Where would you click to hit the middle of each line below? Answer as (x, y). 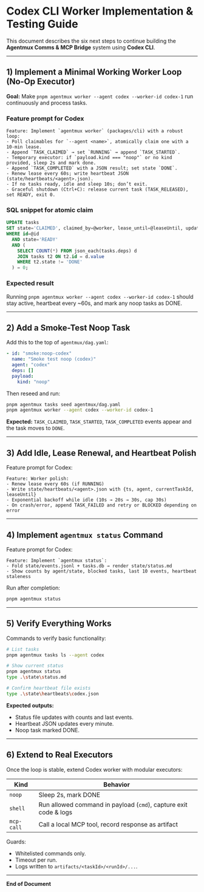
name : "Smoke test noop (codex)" (54, 359)
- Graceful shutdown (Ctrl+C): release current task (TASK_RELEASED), (97, 189)
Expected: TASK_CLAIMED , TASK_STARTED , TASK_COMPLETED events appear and (99, 422)
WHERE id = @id (23, 234)
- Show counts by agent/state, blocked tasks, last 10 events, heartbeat (102, 571)
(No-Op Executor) (41, 82)
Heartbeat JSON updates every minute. (64, 723)
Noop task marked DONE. (47, 730)
